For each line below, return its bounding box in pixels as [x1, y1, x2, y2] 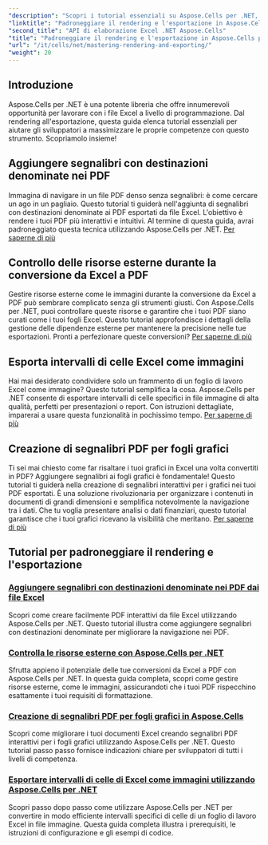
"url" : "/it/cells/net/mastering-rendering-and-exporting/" [8, 42, 213, 50]
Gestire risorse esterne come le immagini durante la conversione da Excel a [8, 289, 257, 300]
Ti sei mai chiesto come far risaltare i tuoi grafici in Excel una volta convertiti [8, 463, 259, 473]
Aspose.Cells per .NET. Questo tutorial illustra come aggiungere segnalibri [8, 618, 252, 628]
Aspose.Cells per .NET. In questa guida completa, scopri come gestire [8, 674, 238, 684]
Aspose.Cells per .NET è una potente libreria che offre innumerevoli [8, 99, 230, 109]
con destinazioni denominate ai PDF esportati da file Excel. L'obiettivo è [8, 207, 243, 216]
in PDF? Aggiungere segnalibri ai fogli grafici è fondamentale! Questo [8, 472, 235, 482]
